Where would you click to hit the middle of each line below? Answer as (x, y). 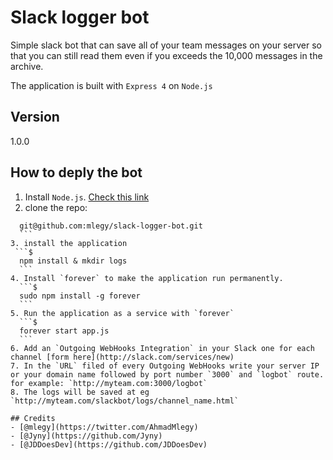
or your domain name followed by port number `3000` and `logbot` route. (167, 374)
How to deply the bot (76, 172)
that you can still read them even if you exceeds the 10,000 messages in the (166, 55)
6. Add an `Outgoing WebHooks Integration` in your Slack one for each (162, 348)
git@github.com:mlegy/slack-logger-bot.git (111, 226)
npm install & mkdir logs (73, 261)
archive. (27, 66)
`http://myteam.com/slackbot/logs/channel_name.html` (125, 401)
